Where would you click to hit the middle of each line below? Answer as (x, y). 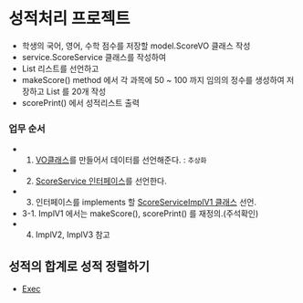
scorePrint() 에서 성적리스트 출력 (81, 102)
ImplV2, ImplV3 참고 (73, 235)
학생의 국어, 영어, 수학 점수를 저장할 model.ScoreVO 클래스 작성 (136, 46)
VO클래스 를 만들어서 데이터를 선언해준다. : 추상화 (121, 160)
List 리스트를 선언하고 (60, 68)
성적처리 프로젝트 (69, 19)
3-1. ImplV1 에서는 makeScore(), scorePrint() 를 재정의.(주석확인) (140, 214)
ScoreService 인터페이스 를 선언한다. (101, 181)
